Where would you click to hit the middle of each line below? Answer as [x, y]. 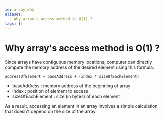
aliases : [14, 14]
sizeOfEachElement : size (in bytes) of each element [66, 96]
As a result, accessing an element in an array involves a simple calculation [81, 106]
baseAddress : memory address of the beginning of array [71, 86]
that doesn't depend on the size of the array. [51, 111]
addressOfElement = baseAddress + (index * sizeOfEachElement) [72, 77]
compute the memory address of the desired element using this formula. [80, 67]
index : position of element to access [50, 91]
